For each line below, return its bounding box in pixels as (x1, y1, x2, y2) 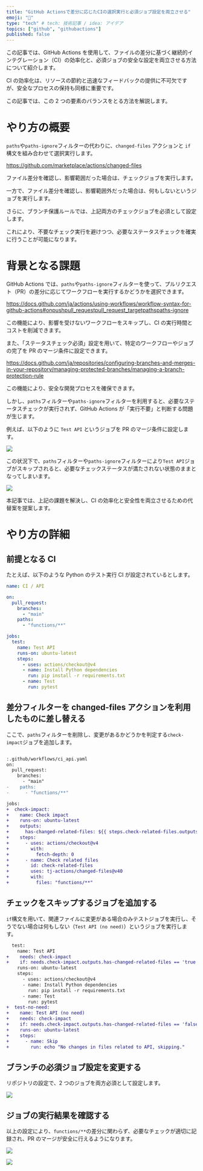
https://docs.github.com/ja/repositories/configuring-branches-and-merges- (6, 359, 196, 366)
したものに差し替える (6, 714, 86, 724)
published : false (6, 32, 50, 38)
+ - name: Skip (6, 1038, 59, 1044)
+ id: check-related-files (6, 862, 94, 869)
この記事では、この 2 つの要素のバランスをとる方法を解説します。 (6, 98, 171, 105)
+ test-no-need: (6, 1004, 50, 1010)
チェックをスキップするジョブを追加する (6, 898, 157, 908)
